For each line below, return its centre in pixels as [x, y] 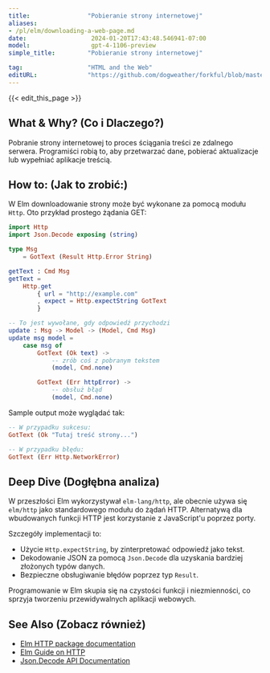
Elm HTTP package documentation [78, 644]
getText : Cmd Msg [39, 271]
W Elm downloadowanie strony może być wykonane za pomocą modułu [127, 204]
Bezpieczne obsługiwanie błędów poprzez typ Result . [109, 575]
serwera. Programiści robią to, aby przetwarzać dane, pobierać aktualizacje [133, 151]
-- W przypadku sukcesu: [50, 427]
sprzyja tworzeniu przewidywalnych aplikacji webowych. [102, 599]
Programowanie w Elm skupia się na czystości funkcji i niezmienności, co [129, 590]
